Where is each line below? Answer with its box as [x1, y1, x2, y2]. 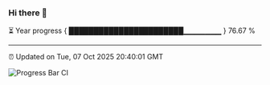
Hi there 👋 [8, 7, 48, 18]
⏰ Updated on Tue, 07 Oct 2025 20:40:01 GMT [8, 52, 164, 62]
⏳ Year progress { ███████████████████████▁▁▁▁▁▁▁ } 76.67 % [8, 26, 256, 35]
